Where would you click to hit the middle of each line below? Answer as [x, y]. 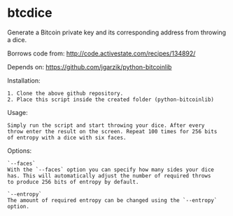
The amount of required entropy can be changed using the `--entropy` [112, 200]
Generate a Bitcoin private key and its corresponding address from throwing [116, 32]
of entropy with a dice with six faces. [67, 137]
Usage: [17, 112]
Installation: [24, 80]
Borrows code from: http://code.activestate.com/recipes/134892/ [101, 53]
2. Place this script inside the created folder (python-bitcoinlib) [111, 100]
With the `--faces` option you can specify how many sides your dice [111, 170]
